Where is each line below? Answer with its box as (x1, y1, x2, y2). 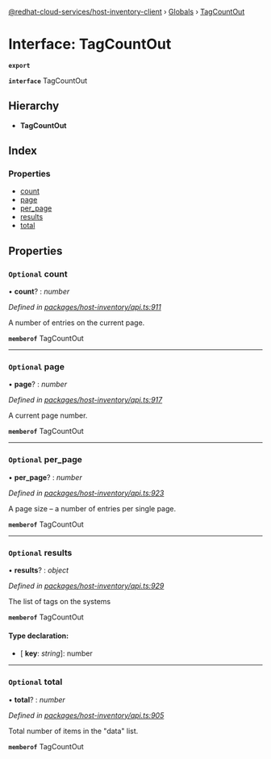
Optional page (8, 361, 65, 373)
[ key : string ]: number (19, 648, 93, 658)
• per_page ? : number (8, 472, 82, 482)
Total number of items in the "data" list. (8, 726, 139, 736)
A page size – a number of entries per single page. (8, 503, 176, 513)
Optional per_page (8, 454, 82, 465)
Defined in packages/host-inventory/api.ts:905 (8, 710, 165, 720)
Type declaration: (8, 631, 69, 640)
